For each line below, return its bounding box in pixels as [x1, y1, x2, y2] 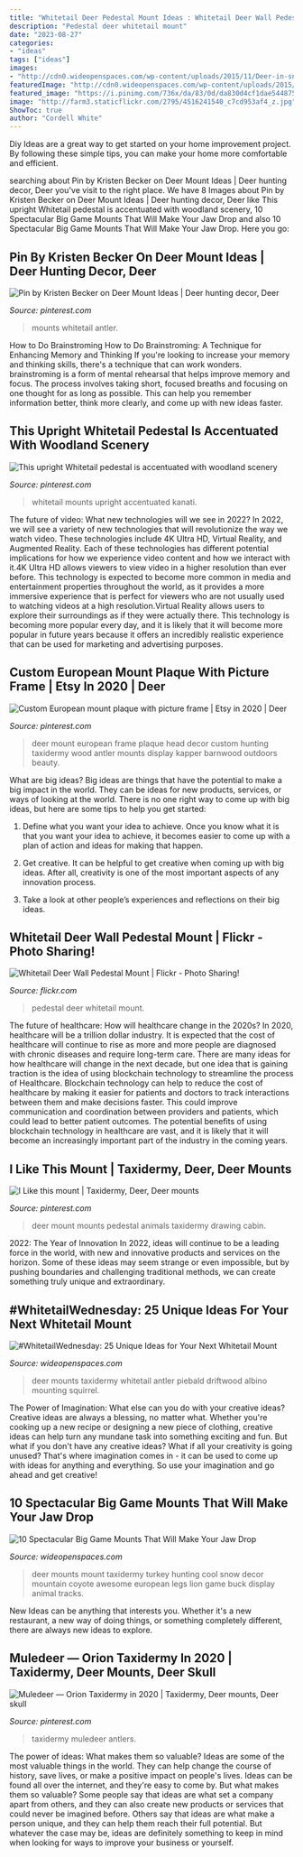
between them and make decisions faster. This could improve [9, 1097, 238, 1108]
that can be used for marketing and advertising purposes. [9, 638, 224, 650]
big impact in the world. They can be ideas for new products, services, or [9, 784, 282, 795]
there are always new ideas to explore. [9, 1624, 153, 1635]
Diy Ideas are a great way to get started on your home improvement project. [9, 139, 291, 150]
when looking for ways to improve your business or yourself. [9, 1837, 234, 1848]
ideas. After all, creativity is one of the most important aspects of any [22, 867, 280, 878]
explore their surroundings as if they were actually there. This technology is [9, 610, 290, 621]
